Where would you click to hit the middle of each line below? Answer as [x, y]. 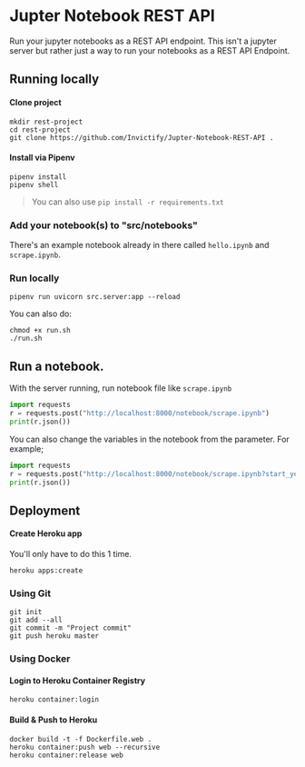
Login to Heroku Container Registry [78, 680]
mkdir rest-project [46, 122]
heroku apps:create [46, 570]
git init [26, 613]
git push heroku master [54, 636]
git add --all [36, 620]
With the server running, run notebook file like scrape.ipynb [121, 388]
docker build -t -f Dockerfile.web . [81, 739]
